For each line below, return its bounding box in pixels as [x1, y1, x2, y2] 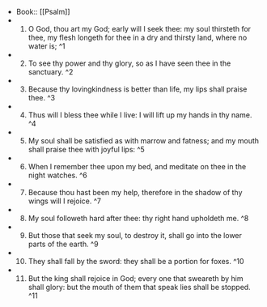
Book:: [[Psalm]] [15, 7, 70, 16]
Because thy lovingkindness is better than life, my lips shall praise [28, 84, 248, 94]
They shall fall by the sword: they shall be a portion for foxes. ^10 [28, 257, 244, 266]
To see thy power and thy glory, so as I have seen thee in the [28, 58, 231, 68]
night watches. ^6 [28, 170, 87, 180]
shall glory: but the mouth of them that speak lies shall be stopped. [28, 283, 251, 292]
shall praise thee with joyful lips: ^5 [28, 145, 146, 154]
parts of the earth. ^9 [28, 239, 99, 249]
